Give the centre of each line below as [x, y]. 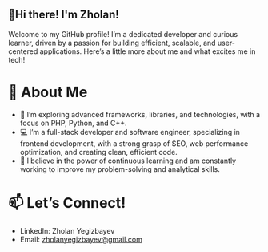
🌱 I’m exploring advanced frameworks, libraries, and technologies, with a [140, 114]
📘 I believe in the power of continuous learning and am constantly [128, 161]
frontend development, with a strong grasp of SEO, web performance [134, 143]
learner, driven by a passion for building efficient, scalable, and [112, 43]
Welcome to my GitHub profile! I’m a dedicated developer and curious [123, 34]
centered [23, 51]
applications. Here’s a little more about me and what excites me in [148, 51]
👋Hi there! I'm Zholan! [64, 15]
